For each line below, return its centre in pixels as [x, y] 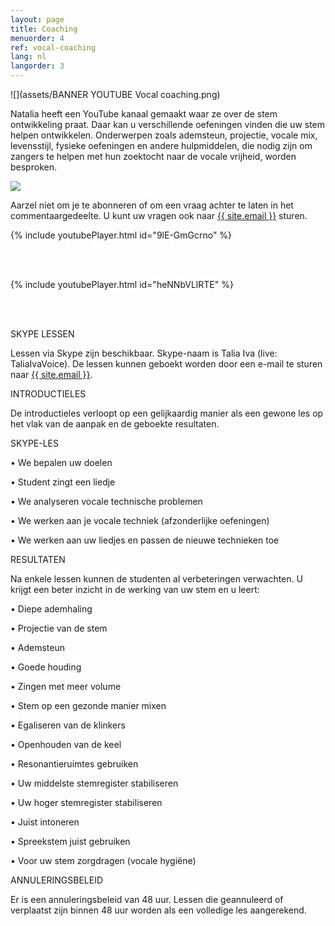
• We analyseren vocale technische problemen [106, 501]
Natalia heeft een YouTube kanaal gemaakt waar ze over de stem [144, 114]
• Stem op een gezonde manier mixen [88, 705]
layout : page [37, 19]
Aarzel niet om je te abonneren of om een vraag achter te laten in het [152, 205]
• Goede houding [46, 667]
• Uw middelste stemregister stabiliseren [94, 783]
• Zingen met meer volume [66, 686]
